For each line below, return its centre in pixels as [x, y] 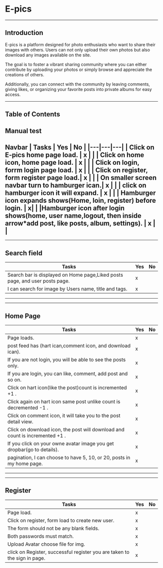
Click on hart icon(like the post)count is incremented [67, 388]
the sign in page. [26, 558]
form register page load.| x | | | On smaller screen [81, 178]
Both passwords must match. [41, 536]
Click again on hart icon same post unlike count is [64, 401]
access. [13, 94]
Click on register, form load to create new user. [61, 520]
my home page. [25, 463]
